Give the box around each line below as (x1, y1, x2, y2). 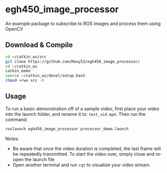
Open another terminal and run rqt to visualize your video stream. (12, 162, 151, 168)
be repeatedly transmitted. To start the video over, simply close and (12, 151, 155, 157)
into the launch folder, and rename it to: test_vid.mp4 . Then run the (5, 111, 146, 117)
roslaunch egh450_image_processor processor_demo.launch (5, 126, 129, 131)
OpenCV (5, 26, 23, 32)
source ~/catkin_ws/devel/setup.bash (5, 73, 86, 79)
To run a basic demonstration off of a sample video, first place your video (5, 106, 159, 112)
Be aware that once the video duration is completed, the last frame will (12, 145, 161, 152)
